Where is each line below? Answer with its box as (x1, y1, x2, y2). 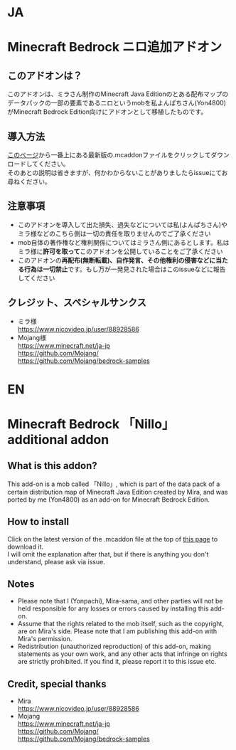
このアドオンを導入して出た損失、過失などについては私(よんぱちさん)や (17, 220, 227, 228)
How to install (7, 516, 70, 528)
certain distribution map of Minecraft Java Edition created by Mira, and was (7, 487, 228, 496)
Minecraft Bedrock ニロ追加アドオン (7, 39, 222, 56)
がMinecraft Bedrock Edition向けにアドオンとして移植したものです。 (7, 107, 208, 116)
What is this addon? (7, 460, 97, 472)
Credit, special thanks (7, 677, 107, 690)
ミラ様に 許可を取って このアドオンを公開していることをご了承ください (17, 247, 223, 255)
